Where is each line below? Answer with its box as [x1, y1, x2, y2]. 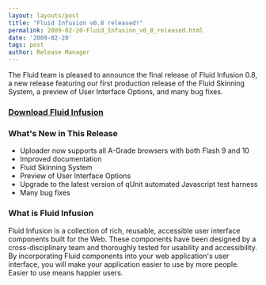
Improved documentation [19, 154, 102, 164]
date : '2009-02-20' [8, 33, 73, 42]
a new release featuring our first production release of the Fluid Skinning [8, 78, 245, 88]
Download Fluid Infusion [8, 106, 104, 117]
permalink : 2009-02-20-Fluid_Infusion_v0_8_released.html [8, 26, 203, 34]
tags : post [8, 41, 44, 49]
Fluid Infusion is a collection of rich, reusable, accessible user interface [8, 226, 241, 235]
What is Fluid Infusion [8, 207, 94, 218]
